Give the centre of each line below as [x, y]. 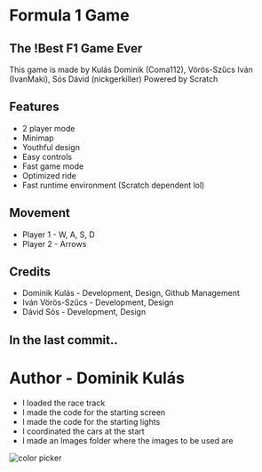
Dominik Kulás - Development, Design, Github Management [131, 293]
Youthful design [51, 147]
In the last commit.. [64, 340]
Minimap [38, 138]
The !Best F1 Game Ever [76, 48]
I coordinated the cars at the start [83, 431]
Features [34, 107]
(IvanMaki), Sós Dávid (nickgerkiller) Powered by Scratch [114, 79]
